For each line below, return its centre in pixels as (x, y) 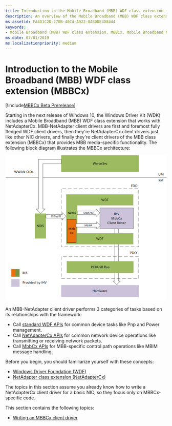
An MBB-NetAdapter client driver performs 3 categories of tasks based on (84, 309)
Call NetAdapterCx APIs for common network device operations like (84, 335)
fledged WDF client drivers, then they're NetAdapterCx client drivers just (82, 131)
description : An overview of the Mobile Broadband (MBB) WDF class (79, 16)
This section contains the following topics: (50, 408)
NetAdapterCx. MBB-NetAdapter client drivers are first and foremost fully (83, 126)
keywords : (16, 27)
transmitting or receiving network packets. (57, 340)
